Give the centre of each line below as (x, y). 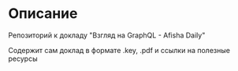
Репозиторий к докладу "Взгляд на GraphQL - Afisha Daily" (107, 35)
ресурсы (23, 59)
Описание (43, 14)
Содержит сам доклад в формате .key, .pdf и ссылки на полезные (119, 50)
